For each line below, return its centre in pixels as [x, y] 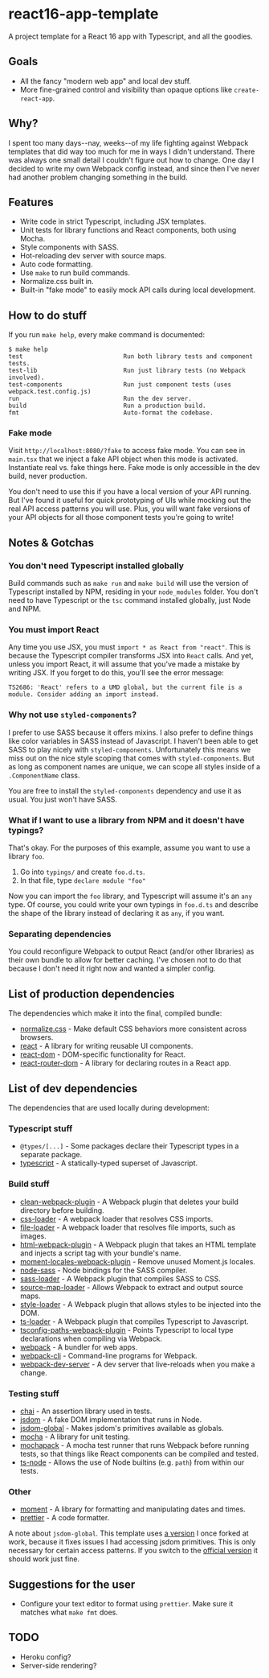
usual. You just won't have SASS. [63, 799]
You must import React [54, 630]
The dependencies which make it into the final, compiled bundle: [115, 1013]
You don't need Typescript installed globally [96, 566]
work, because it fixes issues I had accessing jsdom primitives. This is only [132, 1542]
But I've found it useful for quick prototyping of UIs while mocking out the [130, 501]
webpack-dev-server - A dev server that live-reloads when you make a [137, 1364]
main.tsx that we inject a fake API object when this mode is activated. [123, 459]
